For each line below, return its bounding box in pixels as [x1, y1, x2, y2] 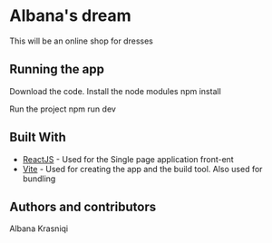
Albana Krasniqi [9, 223, 69, 234]
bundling [22, 173, 56, 184]
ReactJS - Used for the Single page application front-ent [22, 153, 234, 164]
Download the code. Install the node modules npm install [9, 85, 222, 96]
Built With [9, 130, 66, 145]
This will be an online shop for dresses [9, 35, 154, 46]
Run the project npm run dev [9, 103, 116, 114]
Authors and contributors [9, 199, 157, 214]
